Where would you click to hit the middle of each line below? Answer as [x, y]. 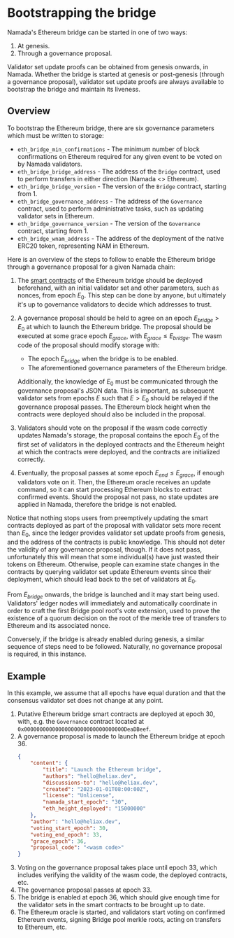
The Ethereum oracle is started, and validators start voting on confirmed [121, 912]
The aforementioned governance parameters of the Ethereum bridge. [127, 367]
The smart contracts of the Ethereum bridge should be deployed [110, 280]
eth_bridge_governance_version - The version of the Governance [109, 223]
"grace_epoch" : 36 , [59, 841]
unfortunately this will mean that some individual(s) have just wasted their [113, 556]
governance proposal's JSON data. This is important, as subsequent [116, 391]
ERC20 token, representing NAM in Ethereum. [83, 246]
